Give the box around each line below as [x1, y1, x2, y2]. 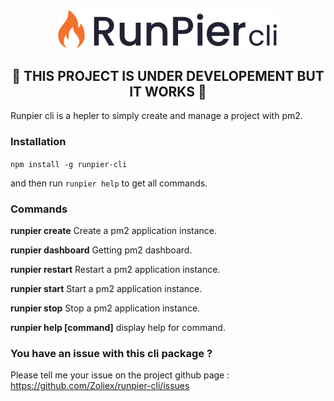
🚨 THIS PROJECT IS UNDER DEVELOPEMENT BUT [11, 68, 325, 85]
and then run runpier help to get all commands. [10, 177, 208, 189]
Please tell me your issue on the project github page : [10, 369, 230, 381]
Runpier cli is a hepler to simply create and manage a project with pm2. [10, 110, 303, 122]
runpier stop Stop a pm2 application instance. [10, 302, 201, 314]
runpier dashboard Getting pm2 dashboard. [10, 244, 193, 256]
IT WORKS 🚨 [129, 84, 207, 101]
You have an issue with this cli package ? [10, 346, 213, 360]
